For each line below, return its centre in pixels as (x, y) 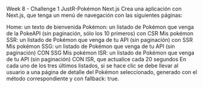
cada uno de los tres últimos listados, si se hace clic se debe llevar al (92, 66)
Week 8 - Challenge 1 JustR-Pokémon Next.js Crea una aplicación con (94, 9)
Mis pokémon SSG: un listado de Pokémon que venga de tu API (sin (91, 46)
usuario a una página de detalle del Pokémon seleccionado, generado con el (102, 72)
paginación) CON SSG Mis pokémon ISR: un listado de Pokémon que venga (100, 53)
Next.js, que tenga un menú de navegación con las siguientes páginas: (95, 15)
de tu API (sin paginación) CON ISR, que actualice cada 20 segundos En (96, 59)
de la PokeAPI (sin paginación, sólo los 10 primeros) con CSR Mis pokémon (100, 33)
